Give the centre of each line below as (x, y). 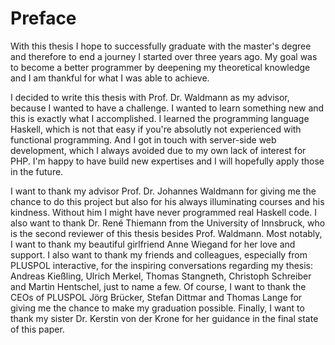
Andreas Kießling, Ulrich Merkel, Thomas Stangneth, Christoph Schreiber (161, 276)
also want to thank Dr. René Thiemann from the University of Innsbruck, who (168, 223)
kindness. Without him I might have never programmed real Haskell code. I (163, 212)
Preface (43, 18)
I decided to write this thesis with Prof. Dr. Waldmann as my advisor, (150, 97)
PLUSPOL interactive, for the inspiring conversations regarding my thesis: (162, 265)
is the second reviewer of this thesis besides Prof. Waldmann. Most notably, (166, 233)
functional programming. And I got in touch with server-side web (143, 139)
